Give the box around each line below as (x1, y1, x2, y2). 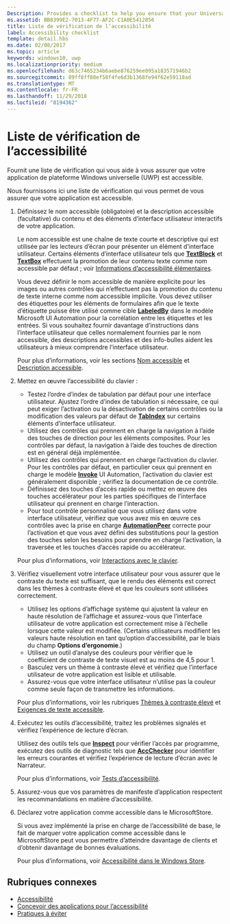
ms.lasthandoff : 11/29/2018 (7, 93, 88, 100)
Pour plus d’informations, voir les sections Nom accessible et (16, 356, 190, 364)
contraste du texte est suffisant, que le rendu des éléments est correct (16, 576, 216, 585)
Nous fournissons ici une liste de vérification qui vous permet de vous (7, 186, 204, 195)
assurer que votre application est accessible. (7, 193, 133, 202)
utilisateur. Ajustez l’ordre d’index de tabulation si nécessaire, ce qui (27, 397, 219, 405)
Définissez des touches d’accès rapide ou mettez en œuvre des (27, 485, 207, 493)
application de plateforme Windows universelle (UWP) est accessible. (7, 173, 204, 182)
